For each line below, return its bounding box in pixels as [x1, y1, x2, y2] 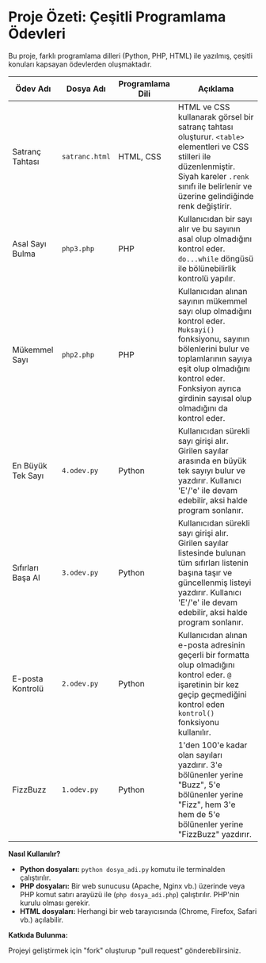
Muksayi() [177, 325, 215, 334]
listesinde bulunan [177, 547, 246, 558]
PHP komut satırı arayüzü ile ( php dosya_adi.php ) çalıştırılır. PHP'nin [19, 889, 240, 899]
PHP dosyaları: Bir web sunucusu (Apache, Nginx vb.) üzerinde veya [19, 881, 245, 891]
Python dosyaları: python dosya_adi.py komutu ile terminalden [19, 864, 226, 873]
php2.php [62, 350, 95, 359]
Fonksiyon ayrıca [177, 383, 241, 394]
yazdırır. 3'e [177, 759, 223, 770]
